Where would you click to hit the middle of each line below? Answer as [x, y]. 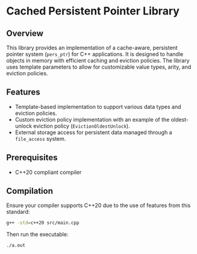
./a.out [16, 246]
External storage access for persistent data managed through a [94, 132]
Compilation [30, 191]
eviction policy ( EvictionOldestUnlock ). [82, 126]
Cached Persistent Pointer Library [93, 11]
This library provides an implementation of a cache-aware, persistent [92, 48]
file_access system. [40, 138]
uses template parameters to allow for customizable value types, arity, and [99, 67]
